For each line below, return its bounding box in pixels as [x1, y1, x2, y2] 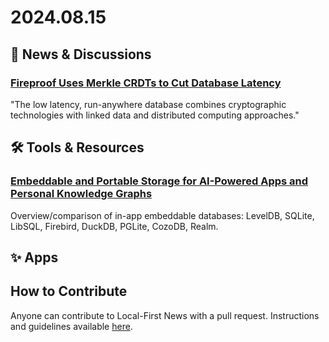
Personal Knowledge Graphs [10, 187, 153, 201]
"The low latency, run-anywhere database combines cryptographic [10, 98, 287, 110]
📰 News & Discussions [10, 46, 152, 63]
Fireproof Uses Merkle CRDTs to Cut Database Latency [10, 76, 282, 90]
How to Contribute [10, 283, 128, 300]
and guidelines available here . [10, 320, 133, 332]
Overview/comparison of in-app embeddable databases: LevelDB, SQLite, [10, 209, 315, 221]
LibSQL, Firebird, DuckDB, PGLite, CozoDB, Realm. [10, 220, 219, 232]
